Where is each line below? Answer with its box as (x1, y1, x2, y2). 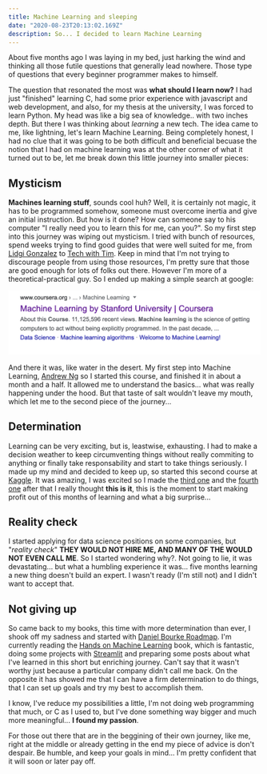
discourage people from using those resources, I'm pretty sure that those (8, 257, 250, 267)
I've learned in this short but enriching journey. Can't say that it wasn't (8, 657, 240, 668)
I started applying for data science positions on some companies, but (8, 536, 237, 546)
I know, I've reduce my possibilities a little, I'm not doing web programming (8, 699, 254, 708)
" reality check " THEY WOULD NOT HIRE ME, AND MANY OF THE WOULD (8, 545, 253, 555)
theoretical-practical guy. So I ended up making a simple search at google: (8, 275, 254, 284)
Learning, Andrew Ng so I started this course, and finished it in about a (8, 371, 241, 380)
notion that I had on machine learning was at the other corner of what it (8, 145, 243, 154)
